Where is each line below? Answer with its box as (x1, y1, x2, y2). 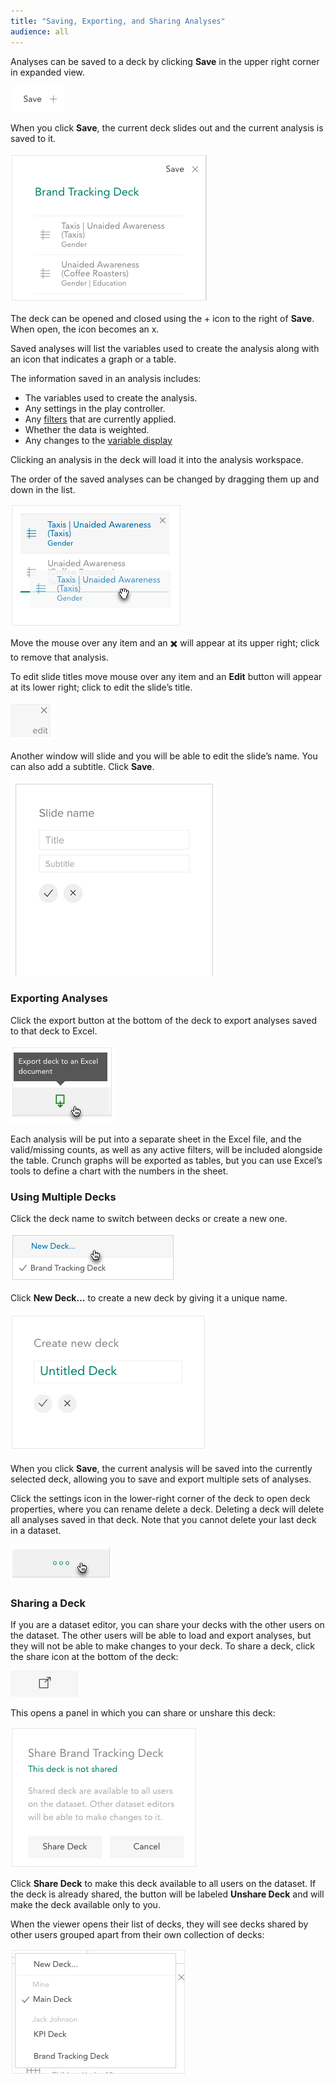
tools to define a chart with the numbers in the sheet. (10, 1165, 229, 1177)
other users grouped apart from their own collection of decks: (10, 1929, 265, 1941)
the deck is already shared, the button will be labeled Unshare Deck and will (10, 1888, 325, 1900)
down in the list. (10, 483, 76, 495)
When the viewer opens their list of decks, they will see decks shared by (10, 1918, 309, 1930)
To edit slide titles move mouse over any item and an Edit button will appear (10, 670, 323, 682)
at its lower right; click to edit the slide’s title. (10, 681, 193, 693)
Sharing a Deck (10, 1596, 87, 1610)
